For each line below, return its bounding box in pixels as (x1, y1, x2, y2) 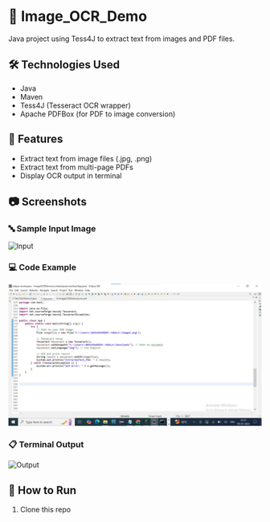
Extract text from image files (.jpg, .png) (19, 153, 153, 163)
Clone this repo (19, 505, 71, 515)
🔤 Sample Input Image (8, 222, 96, 234)
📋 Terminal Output (8, 438, 84, 450)
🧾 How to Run (8, 483, 77, 497)
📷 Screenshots (8, 194, 87, 208)
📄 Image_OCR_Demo (8, 7, 147, 26)
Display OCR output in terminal (19, 170, 122, 180)
